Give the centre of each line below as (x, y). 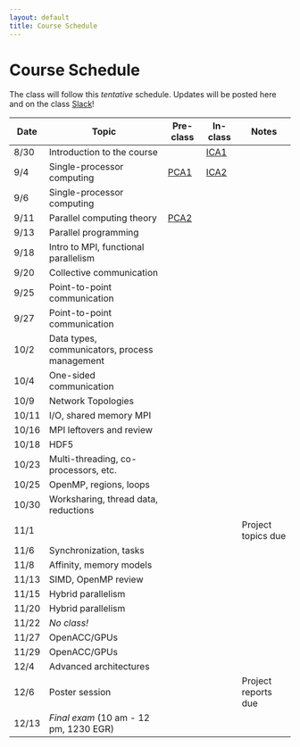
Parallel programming (94, 233)
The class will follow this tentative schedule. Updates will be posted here (143, 95)
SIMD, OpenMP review (96, 579)
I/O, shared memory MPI (100, 416)
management (76, 361)
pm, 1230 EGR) (81, 729)
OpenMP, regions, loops (99, 485)
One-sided (72, 376)
